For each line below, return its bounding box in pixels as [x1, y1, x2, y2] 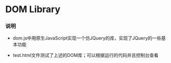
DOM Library [5, 4, 60, 15]
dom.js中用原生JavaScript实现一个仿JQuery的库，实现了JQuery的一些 [12, 35, 162, 41]
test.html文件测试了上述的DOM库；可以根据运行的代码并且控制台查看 [12, 52, 159, 58]
